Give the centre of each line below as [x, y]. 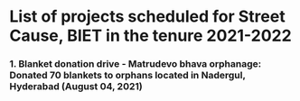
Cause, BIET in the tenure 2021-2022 [150, 36]
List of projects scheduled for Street [148, 17]
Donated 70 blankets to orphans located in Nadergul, [127, 76]
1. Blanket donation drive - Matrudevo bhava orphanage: [136, 64]
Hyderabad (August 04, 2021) [76, 87]
